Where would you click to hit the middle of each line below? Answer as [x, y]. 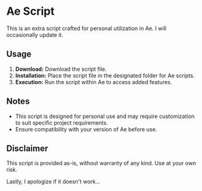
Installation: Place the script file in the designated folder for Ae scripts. [105, 76]
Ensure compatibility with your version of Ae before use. [86, 129]
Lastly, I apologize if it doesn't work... [54, 182]
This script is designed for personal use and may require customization [105, 116]
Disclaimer [27, 148]
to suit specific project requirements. [62, 123]
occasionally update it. [35, 34]
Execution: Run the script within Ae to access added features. [94, 82]
